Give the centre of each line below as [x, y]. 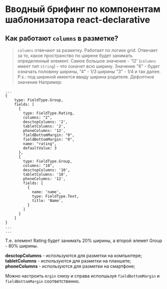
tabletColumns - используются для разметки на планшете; [68, 261]
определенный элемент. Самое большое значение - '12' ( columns [86, 61]
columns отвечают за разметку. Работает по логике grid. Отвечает [87, 50]
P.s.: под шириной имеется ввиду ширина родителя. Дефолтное [86, 77]
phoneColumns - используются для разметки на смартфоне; [70, 266]
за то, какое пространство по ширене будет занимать [75, 55]
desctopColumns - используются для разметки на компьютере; [74, 255]
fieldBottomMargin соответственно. [43, 281]
